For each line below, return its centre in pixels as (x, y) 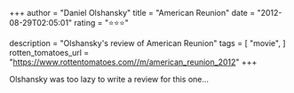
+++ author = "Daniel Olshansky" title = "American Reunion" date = (132, 13)
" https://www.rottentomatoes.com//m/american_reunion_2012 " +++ (133, 62)
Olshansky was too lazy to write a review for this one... (109, 79)
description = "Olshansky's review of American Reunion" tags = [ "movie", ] (147, 43)
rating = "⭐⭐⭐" (101, 23)
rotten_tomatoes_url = (49, 53)
